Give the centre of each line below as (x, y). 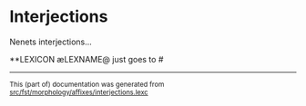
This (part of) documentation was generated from (87, 84)
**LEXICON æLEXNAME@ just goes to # (87, 59)
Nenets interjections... (51, 42)
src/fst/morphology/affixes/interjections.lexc (79, 92)
